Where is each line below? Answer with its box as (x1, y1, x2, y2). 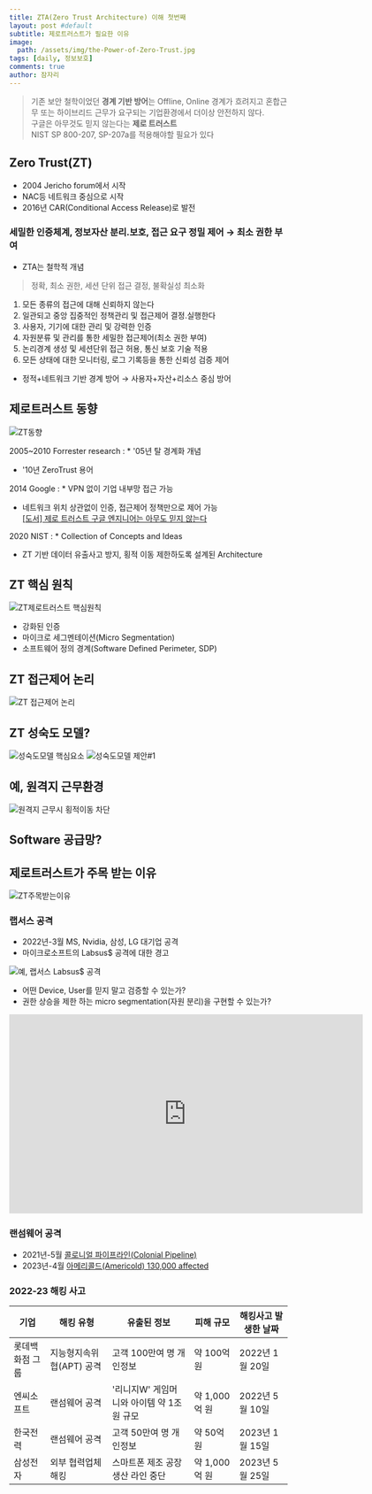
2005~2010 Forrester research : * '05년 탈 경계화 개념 (9, 445, 201, 456)
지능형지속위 (49, 1347, 100, 1359)
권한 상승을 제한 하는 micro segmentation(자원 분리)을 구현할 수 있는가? (21, 997, 272, 1007)
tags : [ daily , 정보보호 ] (9, 54, 94, 63)
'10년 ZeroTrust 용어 (21, 464, 95, 474)
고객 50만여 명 (111, 1427, 170, 1439)
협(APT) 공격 (49, 1360, 102, 1373)
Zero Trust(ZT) (9, 156, 93, 171)
